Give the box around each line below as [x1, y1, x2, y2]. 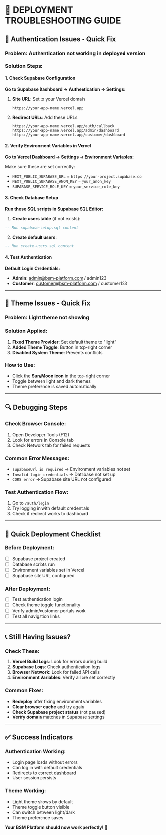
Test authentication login [12, 596, 63, 602]
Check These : [5, 647, 40, 654]
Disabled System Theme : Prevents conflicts [12, 349, 103, 355]
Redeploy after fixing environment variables [12, 698, 102, 704]
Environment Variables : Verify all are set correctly [12, 674, 115, 681]
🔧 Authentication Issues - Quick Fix [5, 35, 116, 43]
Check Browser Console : [5, 420, 66, 427]
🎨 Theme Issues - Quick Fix [5, 299, 91, 308]
